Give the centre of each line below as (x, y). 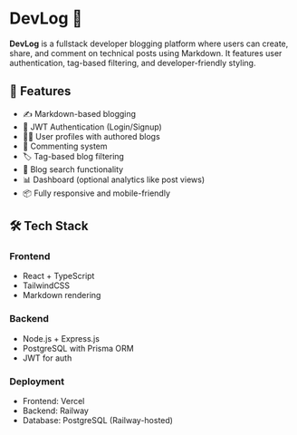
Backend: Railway (55, 411)
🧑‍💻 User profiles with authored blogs (91, 136)
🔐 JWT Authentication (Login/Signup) (92, 127)
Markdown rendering (62, 295)
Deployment (37, 382)
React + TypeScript (58, 276)
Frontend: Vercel (53, 401)
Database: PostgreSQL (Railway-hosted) (98, 420)
